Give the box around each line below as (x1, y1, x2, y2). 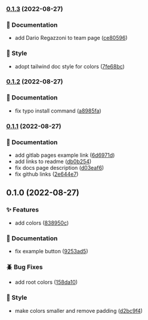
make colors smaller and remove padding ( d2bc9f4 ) (14, 307, 143, 314)
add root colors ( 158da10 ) (14, 279, 78, 286)
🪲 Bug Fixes (6, 263, 43, 271)
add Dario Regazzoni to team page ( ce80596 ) (14, 35, 128, 42)
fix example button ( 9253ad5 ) (14, 247, 88, 254)
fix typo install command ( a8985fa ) (14, 107, 101, 114)
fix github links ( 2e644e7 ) (14, 170, 79, 178)
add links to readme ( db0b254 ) (14, 157, 92, 165)
